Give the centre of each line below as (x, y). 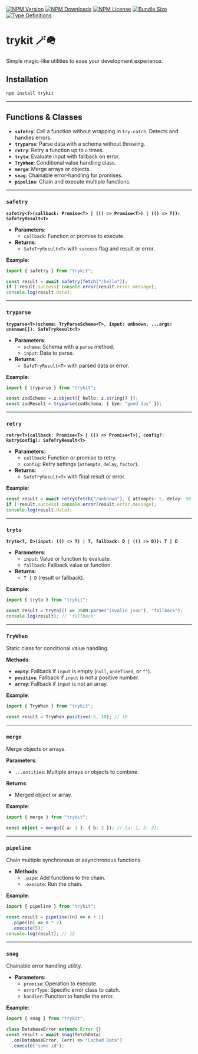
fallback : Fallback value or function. (68, 565)
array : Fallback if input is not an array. (61, 684)
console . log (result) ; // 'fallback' (51, 616)
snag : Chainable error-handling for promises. (69, 175)
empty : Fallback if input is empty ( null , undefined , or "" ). (83, 671)
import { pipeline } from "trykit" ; (51, 907)
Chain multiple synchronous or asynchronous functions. (74, 860)
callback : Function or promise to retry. (70, 458)
